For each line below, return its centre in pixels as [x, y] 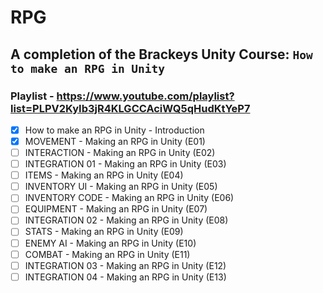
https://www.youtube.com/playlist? [145, 96]
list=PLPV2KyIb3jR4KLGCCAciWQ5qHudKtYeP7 [130, 108]
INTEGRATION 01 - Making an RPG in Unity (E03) [125, 164]
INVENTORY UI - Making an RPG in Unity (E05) [121, 187]
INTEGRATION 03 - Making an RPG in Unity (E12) [125, 265]
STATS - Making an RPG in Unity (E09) [104, 232]
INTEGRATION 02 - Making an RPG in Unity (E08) [126, 220]
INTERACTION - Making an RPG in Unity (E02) [120, 152]
